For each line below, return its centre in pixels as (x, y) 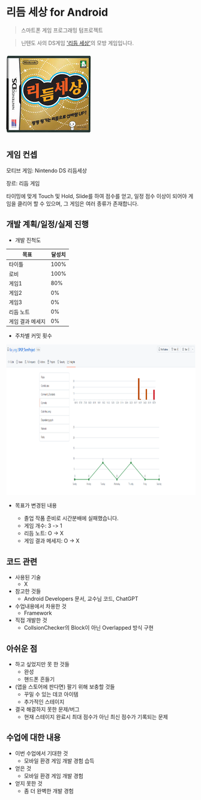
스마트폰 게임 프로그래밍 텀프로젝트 (62, 30)
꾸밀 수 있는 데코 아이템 (51, 694)
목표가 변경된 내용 (36, 506)
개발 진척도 (28, 240)
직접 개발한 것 (31, 620)
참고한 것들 (28, 591)
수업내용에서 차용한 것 (41, 606)
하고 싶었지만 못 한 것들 (42, 664)
